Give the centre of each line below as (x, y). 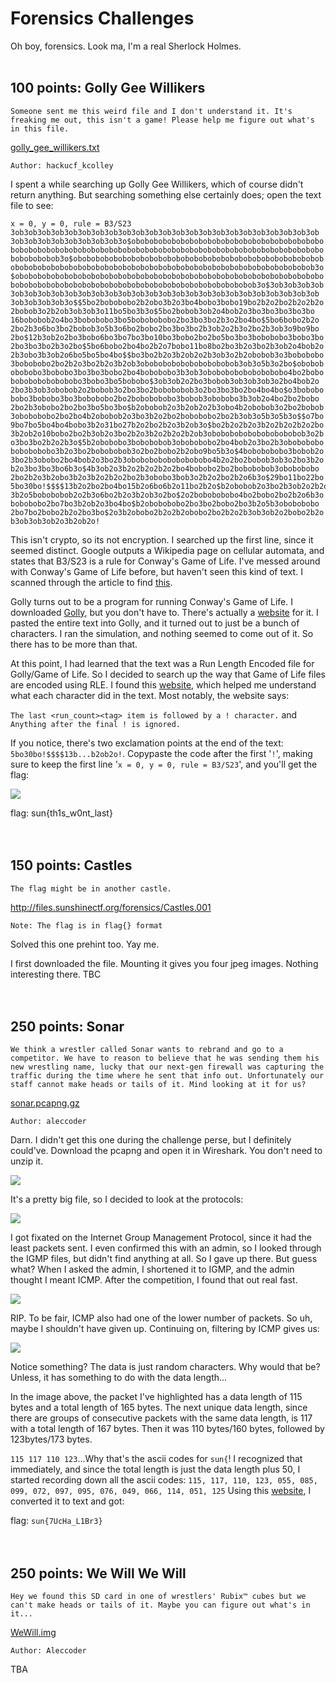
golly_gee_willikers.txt (55, 147)
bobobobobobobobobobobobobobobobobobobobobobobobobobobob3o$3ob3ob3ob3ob (167, 285)
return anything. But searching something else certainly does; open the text (166, 194)
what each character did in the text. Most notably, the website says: (150, 695)
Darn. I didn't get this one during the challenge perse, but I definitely (151, 1140)
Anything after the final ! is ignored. (96, 724)
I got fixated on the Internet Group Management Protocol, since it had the (161, 1238)
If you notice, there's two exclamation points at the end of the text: (147, 743)
